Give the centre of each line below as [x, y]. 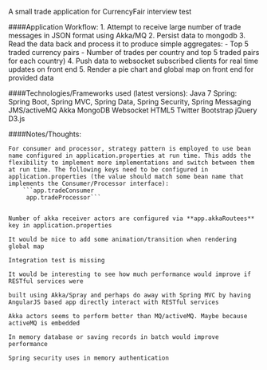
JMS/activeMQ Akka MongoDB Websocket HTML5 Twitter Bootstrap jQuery [133, 110]
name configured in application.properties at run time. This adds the [130, 155]
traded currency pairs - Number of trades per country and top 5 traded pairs [134, 52]
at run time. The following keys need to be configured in [108, 170]
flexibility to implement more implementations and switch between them [132, 163]
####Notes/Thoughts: [45, 134]
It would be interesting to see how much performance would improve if [130, 274]
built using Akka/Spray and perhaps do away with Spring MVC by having [130, 295]
